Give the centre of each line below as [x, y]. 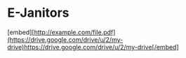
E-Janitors [38, 13]
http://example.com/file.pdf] [75, 32]
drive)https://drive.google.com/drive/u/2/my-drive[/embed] [93, 47]
